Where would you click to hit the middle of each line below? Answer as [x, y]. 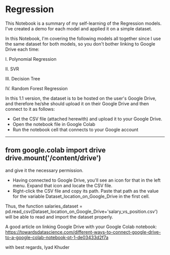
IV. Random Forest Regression [37, 88]
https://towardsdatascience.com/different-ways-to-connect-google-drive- [83, 232]
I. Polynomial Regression [31, 59]
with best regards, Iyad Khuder [37, 247]
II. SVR [12, 69]
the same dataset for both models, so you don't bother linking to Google [80, 44]
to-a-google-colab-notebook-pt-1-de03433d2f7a [57, 237]
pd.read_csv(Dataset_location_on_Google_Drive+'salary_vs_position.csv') [81, 211]
